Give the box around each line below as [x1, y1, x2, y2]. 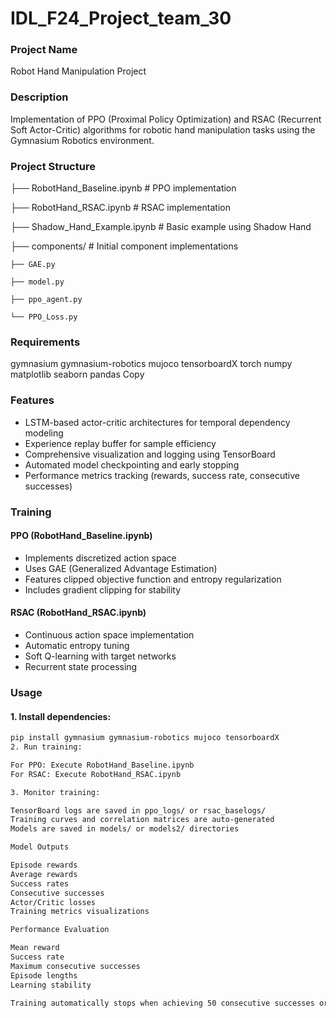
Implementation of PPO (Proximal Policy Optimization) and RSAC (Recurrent [10, 113, 322, 125]
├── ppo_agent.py [10, 295, 83, 305]
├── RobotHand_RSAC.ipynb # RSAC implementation [10, 202, 231, 214]
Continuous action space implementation [24, 629, 195, 641]
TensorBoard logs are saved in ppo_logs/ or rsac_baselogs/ [10, 805, 267, 816]
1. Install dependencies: [10, 710, 112, 722]
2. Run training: [10, 742, 83, 752]
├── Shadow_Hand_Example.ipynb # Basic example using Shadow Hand [10, 221, 312, 233]
